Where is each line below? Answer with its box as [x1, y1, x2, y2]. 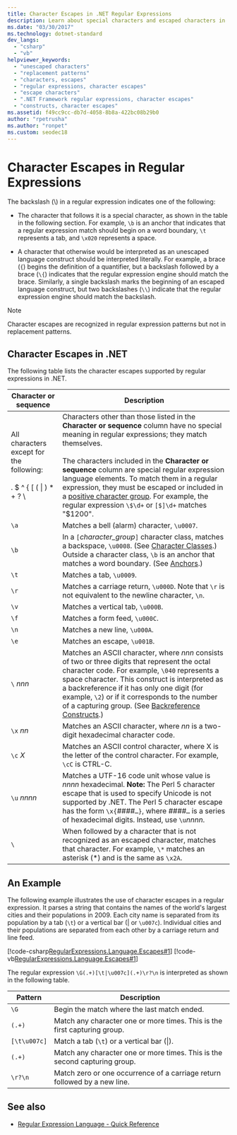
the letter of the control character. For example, [62, 750, 219, 760]
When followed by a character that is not [62, 827, 196, 837]
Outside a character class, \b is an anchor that [62, 549, 215, 559]
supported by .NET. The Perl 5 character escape [62, 797, 223, 807]
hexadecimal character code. [78, 730, 175, 740]
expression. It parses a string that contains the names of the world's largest [7, 903, 227, 912]
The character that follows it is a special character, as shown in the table [17, 211, 228, 220]
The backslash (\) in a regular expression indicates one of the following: [7, 197, 216, 206]
